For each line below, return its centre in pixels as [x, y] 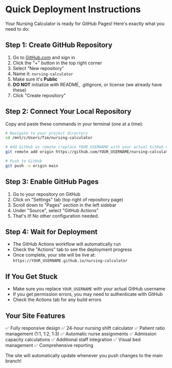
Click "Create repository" [39, 95]
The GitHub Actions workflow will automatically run [67, 244]
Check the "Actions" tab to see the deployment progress [72, 249]
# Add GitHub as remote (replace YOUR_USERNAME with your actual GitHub [84, 147]
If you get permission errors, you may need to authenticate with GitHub [88, 294]
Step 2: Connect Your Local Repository [68, 112]
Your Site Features [35, 316]
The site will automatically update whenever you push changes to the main [84, 356]
